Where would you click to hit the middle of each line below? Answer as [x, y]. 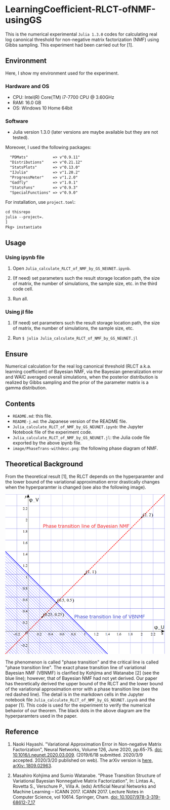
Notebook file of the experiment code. [52, 432]
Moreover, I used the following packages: [48, 148]
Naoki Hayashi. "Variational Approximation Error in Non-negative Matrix [87, 744]
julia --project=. [25, 217]
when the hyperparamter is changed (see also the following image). [76, 487]
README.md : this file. [32, 416]
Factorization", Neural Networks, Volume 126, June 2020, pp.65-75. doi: [88, 749]
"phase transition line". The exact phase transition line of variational [76, 667]
